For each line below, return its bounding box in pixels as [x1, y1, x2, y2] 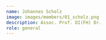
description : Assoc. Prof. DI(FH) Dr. [6, 19, 102, 25]
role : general [6, 25, 41, 31]
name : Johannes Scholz [6, 8, 62, 15]
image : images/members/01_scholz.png [6, 14, 99, 20]
